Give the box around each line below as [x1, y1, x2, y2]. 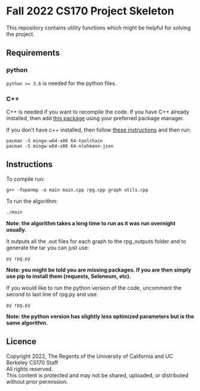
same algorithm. [6, 319, 48, 326]
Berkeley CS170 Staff [6, 359, 59, 366]
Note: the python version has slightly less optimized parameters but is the [6, 312, 195, 320]
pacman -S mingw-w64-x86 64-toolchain [6, 138, 103, 144]
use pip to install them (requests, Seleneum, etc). [6, 272, 132, 280]
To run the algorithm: [6, 197, 58, 205]
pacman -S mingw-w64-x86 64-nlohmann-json [6, 143, 114, 149]
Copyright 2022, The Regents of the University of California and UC [6, 353, 174, 360]
